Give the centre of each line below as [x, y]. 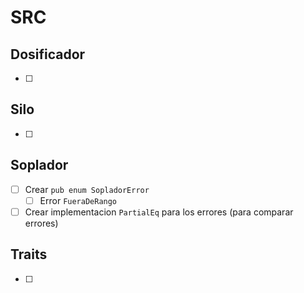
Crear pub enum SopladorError [87, 189]
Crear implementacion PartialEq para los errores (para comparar [159, 212]
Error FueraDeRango [78, 200]
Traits [29, 254]
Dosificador [48, 54]
